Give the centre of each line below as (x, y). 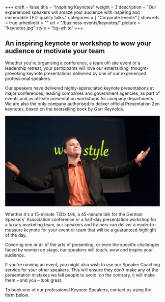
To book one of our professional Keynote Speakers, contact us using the (78, 290)
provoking (15, 73)
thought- (140, 68)
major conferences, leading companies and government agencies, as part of (82, 93)
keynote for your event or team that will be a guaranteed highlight (90, 230)
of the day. (16, 235)
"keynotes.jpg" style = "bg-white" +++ (44, 28)
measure (14, 230)
